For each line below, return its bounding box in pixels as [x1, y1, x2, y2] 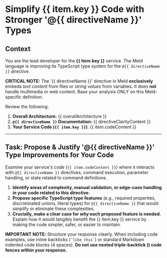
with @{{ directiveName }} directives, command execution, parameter [5, 169, 149, 175]
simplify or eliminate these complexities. [12, 206, 95, 212]
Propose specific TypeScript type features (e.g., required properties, [12, 195, 156, 201]
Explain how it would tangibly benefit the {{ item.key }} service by [12, 216, 147, 222]
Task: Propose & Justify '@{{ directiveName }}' [5, 143, 155, 152]
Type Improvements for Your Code [5, 151, 114, 159]
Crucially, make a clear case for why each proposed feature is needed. [12, 211, 162, 217]
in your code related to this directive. [12, 190, 90, 196]
